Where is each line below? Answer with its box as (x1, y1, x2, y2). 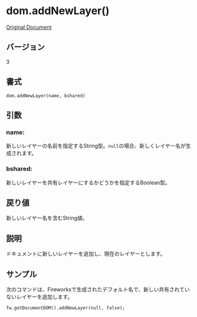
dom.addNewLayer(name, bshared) (6, 93, 86, 98)
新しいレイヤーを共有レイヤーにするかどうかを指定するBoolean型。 (6, 179, 171, 186)
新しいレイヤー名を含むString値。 (6, 214, 88, 222)
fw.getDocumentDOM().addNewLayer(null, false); (6, 305, 126, 311)
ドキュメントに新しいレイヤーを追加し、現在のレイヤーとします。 (6, 250, 166, 257)
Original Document (6, 24, 52, 31)
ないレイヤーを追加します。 (6, 293, 73, 300)
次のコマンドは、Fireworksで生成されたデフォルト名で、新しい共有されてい (6, 286, 190, 293)
